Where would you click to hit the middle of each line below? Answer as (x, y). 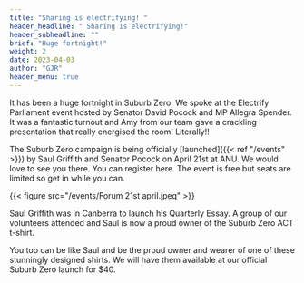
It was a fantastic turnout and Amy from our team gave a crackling (133, 122)
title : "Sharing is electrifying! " (78, 18)
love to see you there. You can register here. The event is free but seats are (151, 168)
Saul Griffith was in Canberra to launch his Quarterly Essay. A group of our (148, 213)
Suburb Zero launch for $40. (63, 269)
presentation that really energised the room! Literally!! (110, 132)
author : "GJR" (36, 69)
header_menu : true (44, 77)
